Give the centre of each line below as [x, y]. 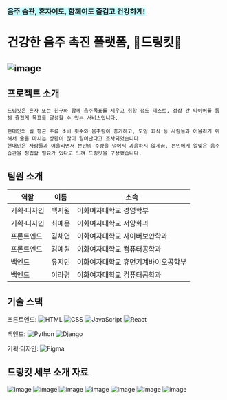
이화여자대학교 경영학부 [113, 210]
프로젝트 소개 [33, 93]
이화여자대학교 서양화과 [113, 223]
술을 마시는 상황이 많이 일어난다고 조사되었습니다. [81, 139]
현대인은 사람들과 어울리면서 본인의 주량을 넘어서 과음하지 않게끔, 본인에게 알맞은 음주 [113, 146]
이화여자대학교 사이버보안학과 [122, 236]
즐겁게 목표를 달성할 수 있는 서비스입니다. [66, 118]
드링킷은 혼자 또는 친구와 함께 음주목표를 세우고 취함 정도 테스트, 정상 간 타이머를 [109, 111]
